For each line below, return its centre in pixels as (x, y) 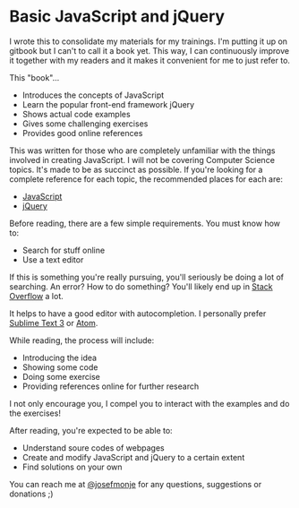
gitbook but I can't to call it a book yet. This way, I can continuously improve (149, 50)
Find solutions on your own (72, 467)
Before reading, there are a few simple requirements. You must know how (145, 223)
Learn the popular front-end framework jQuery (108, 104)
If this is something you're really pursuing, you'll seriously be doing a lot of (147, 277)
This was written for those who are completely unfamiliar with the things (142, 151)
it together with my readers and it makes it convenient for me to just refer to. (150, 60)
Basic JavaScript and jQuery (117, 17)
